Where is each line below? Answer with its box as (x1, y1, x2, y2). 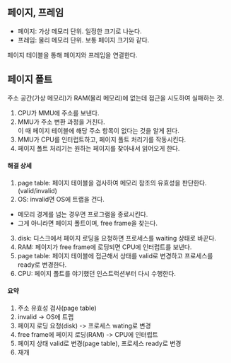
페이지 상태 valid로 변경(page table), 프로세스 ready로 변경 (17, 339, 182, 348)
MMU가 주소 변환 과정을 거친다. (17, 117, 105, 126)
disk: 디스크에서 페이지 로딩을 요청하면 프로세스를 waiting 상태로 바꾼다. (17, 234, 217, 242)
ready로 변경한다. (17, 260, 67, 269)
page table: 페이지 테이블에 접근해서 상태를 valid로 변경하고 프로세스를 (17, 251, 213, 260)
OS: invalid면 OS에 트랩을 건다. (17, 195, 105, 203)
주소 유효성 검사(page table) (17, 304, 97, 313)
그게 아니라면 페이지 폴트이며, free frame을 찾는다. (17, 219, 158, 227)
